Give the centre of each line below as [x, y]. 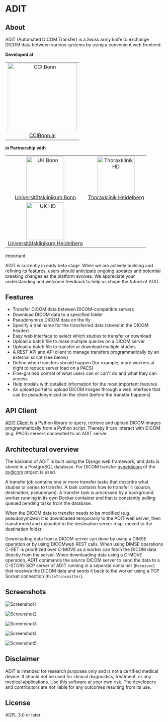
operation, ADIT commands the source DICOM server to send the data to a [82, 560]
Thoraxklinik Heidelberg [116, 197]
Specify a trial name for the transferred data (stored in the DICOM [80, 326]
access [20, 379]
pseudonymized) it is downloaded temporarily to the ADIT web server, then [83, 518]
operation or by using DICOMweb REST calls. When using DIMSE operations [84, 544]
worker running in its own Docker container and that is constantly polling [80, 498]
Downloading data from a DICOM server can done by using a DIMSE [76, 538]
